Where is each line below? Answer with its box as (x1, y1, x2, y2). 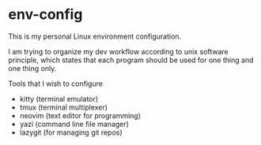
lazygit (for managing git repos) (19, 128, 123, 137)
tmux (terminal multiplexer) (19, 102, 108, 112)
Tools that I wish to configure (8, 79, 103, 88)
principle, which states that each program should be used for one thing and (8, 55, 254, 65)
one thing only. (8, 63, 57, 72)
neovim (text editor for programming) (19, 110, 141, 120)
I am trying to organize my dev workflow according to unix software (8, 46, 229, 56)
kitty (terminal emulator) (19, 94, 99, 103)
